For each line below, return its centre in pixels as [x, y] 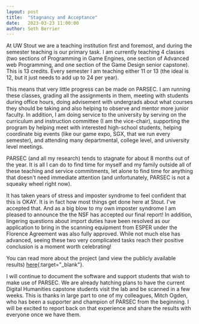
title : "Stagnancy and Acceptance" [52, 17]
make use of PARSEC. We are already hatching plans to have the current [95, 283]
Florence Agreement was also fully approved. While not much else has [94, 234]
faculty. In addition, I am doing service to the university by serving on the [97, 115]
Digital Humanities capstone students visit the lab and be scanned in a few [98, 289]
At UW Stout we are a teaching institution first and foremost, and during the [99, 46]
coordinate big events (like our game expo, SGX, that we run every [88, 134]
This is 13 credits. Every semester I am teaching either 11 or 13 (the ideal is [97, 71]
